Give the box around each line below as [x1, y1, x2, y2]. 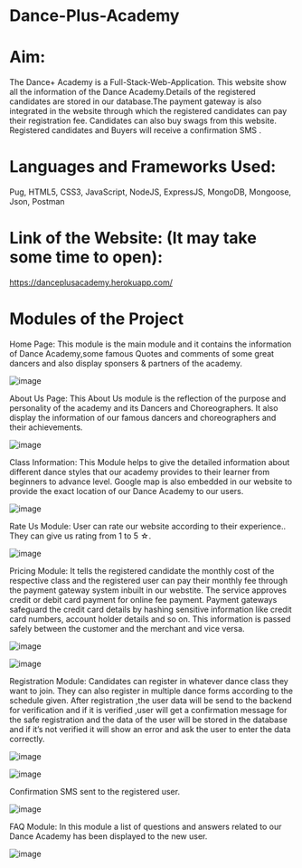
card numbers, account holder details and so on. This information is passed [9, 613, 291, 625]
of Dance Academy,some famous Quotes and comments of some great [9, 348, 274, 358]
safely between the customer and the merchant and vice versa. [9, 623, 246, 634]
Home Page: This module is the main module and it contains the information [9, 339, 292, 349]
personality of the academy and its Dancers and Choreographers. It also [9, 402, 278, 413]
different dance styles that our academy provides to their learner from [9, 466, 269, 477]
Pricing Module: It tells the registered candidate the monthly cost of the [9, 565, 275, 576]
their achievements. [9, 422, 83, 433]
